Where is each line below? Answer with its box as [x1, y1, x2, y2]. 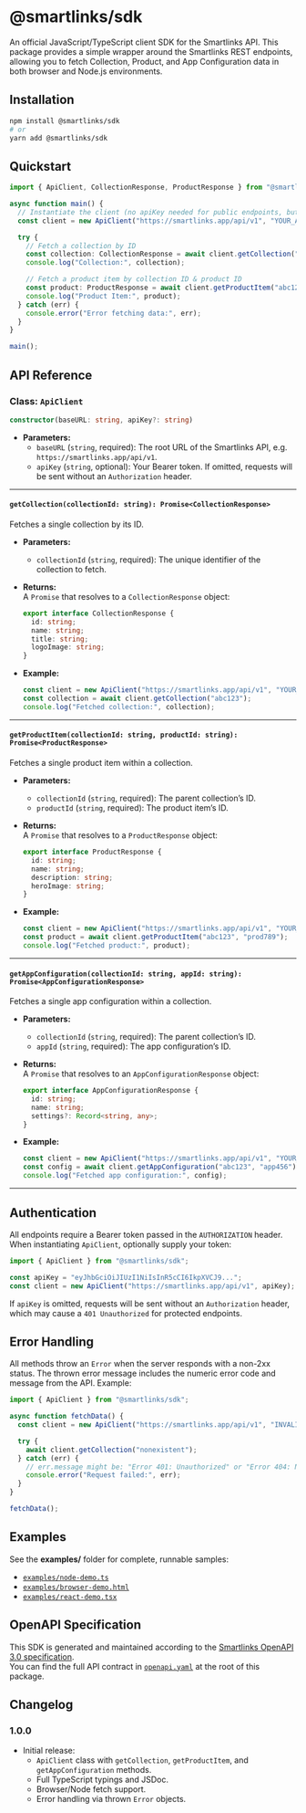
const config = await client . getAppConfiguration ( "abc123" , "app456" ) [22, 1162, 297, 1172]
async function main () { [9, 199, 104, 209]
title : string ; [31, 634, 89, 644]
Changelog [9, 1697, 74, 1713]
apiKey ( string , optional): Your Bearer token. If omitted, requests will [36, 461, 293, 472]
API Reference [9, 367, 93, 383]
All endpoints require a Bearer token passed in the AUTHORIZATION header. [9, 1229, 283, 1240]
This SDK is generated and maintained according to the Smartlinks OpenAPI [9, 1641, 294, 1652]
